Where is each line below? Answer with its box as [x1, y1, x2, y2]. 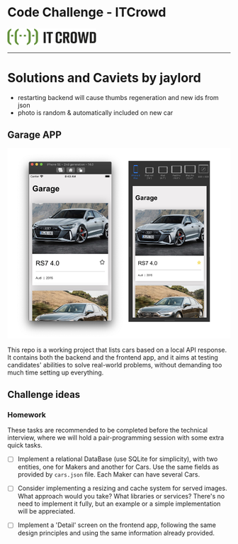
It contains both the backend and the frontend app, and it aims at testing [7, 353, 218, 362]
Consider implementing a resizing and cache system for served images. [17, 484, 228, 493]
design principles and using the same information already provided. [17, 529, 215, 538]
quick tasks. [7, 441, 42, 450]
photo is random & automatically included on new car [17, 108, 174, 117]
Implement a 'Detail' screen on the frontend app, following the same [17, 521, 216, 529]
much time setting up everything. [7, 368, 104, 377]
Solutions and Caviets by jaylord [7, 70, 202, 86]
